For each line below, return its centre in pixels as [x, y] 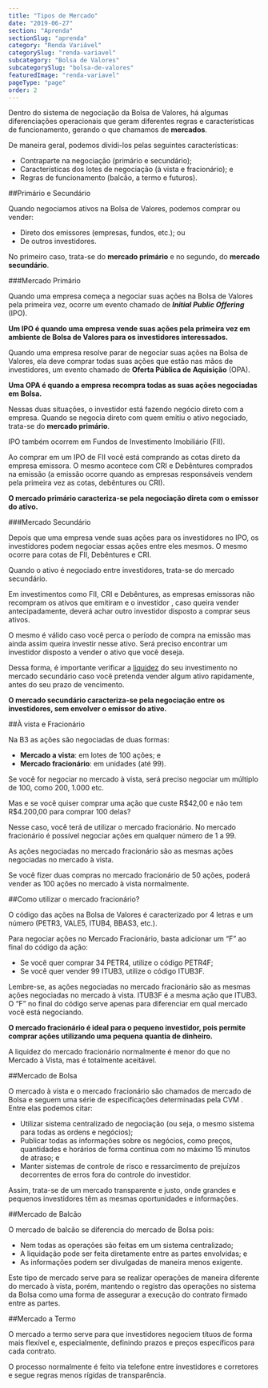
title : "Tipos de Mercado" [53, 16]
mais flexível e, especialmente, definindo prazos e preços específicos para [132, 1343]
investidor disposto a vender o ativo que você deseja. [96, 652]
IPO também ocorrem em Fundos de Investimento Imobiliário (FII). [117, 442]
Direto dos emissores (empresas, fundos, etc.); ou [102, 233]
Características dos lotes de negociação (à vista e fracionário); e [126, 170]
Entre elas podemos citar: [51, 1108]
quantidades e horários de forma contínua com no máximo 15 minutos [135, 1150]
